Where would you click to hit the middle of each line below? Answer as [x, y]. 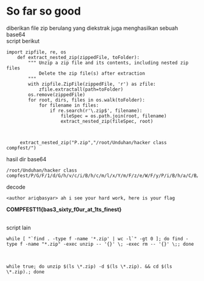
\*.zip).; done [25, 272]
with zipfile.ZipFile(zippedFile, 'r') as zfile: [92, 84]
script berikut [23, 41]
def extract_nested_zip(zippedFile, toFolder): [78, 57]
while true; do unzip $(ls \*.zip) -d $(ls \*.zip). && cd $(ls [89, 266]
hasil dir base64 [26, 159]
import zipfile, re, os [36, 52]
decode [16, 187]
